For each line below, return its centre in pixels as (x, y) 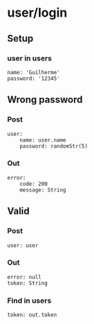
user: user (23, 245)
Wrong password (45, 100)
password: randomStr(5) (54, 146)
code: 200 (34, 184)
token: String (28, 283)
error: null (24, 277)
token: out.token (32, 315)
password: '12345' (34, 78)
